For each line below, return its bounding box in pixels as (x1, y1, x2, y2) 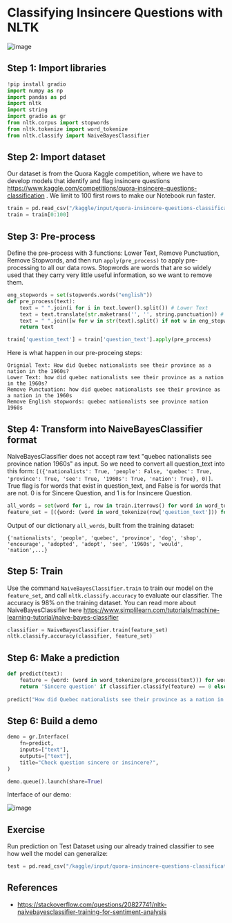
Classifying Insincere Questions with (7, 5, 223, 21)
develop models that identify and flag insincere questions (7, 177, 171, 185)
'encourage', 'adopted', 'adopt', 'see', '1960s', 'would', (7, 540, 184, 547)
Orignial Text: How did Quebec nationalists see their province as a (7, 362, 212, 369)
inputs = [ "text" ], (19, 746, 70, 753)
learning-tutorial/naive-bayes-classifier (7, 613, 119, 621)
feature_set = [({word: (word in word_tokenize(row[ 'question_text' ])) (7, 508, 217, 515)
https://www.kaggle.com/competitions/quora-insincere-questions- (7, 184, 197, 193)
